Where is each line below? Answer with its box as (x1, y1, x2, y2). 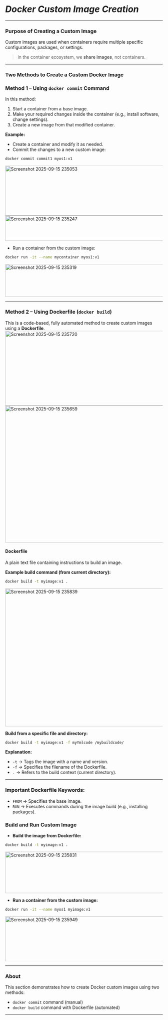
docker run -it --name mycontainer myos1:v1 (5, 255, 99, 260)
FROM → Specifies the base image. (12, 798, 82, 804)
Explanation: (5, 749, 32, 755)
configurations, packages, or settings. (5, 44, 83, 51)
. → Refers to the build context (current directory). (12, 769, 116, 776)
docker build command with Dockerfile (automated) (12, 1004, 120, 1010)
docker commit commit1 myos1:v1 (5, 157, 72, 162)
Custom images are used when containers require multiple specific (5, 39, 143, 45)
